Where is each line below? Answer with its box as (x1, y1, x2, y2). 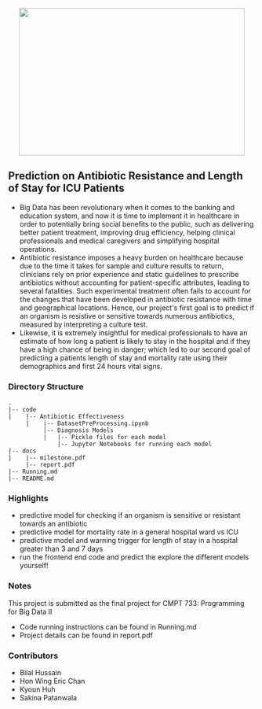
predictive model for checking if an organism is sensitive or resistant (19, 511, 241, 520)
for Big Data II (8, 607, 53, 616)
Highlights (8, 493, 49, 504)
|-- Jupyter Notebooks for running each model (57, 441, 213, 449)
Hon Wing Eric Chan (19, 677, 86, 685)
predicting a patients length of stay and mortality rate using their (19, 353, 228, 362)
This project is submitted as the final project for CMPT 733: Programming (8, 598, 245, 607)
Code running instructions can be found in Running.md (19, 622, 198, 631)
